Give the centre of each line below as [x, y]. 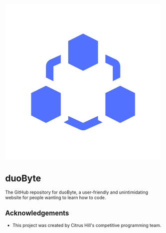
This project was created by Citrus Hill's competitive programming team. [87, 225]
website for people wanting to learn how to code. [56, 197]
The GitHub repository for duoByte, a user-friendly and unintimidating [77, 192]
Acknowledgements [37, 213]
